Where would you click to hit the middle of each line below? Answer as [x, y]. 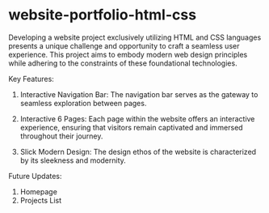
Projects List [41, 200]
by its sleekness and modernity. [73, 160]
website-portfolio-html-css [102, 15]
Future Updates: [35, 176]
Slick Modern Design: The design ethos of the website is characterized [138, 151]
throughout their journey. [61, 136]
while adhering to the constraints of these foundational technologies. [123, 63]
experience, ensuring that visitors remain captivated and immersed [132, 127]
